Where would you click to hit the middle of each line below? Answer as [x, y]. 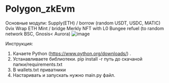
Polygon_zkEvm [40, 9]
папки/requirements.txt [37, 64]
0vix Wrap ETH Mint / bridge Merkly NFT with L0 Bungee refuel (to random [85, 28]
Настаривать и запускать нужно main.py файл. [64, 75]
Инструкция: [19, 43]
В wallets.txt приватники [39, 70]
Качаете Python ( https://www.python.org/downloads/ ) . [72, 53]
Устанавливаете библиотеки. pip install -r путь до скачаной [78, 59]
